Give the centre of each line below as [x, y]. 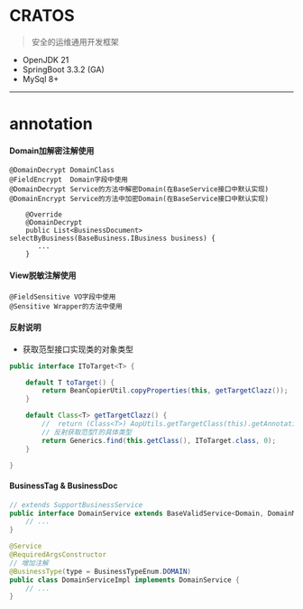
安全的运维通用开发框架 [75, 42]
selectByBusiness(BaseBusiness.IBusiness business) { [113, 239]
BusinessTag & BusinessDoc [64, 486]
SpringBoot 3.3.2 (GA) [64, 69]
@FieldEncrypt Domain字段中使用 [69, 180]
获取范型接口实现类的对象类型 [78, 349]
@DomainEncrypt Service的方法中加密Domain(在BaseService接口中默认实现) [139, 199]
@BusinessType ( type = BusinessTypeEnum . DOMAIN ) [101, 571]
